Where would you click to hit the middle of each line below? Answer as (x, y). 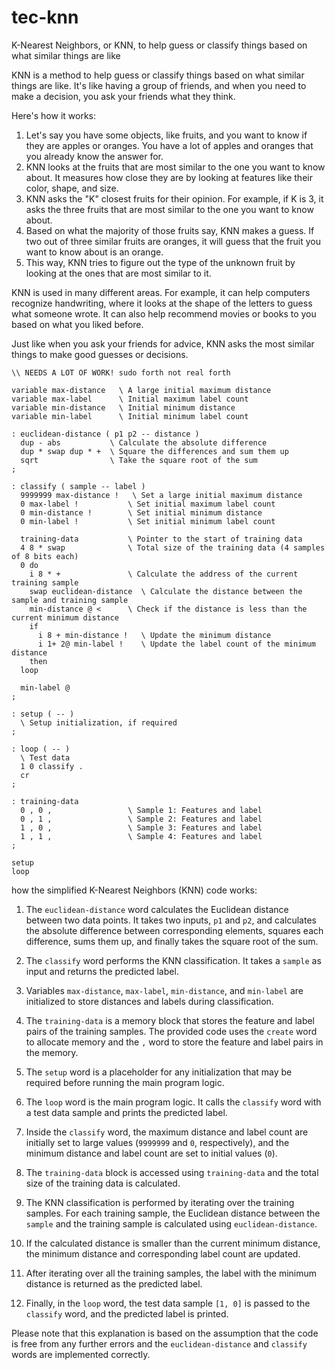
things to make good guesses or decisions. (100, 354)
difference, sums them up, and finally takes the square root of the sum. (172, 941)
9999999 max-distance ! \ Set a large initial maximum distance (161, 495)
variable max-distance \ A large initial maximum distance (141, 390)
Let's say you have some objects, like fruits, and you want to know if (166, 135)
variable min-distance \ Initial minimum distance (123, 407)
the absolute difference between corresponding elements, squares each (174, 930)
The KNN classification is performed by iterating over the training (160, 1202)
